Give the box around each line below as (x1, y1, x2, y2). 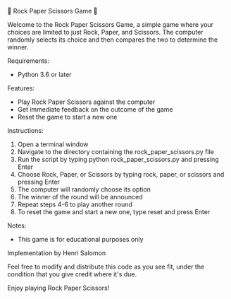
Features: (7, 84, 35, 92)
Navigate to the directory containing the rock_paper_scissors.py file (17, 148, 215, 156)
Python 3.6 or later (17, 71, 72, 78)
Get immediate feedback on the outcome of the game (17, 105, 174, 113)
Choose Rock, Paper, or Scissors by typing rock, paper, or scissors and (17, 170, 225, 178)
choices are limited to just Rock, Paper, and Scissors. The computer (7, 28, 204, 36)
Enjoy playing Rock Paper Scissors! (7, 283, 110, 292)
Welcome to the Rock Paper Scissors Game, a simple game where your (7, 20, 213, 28)
